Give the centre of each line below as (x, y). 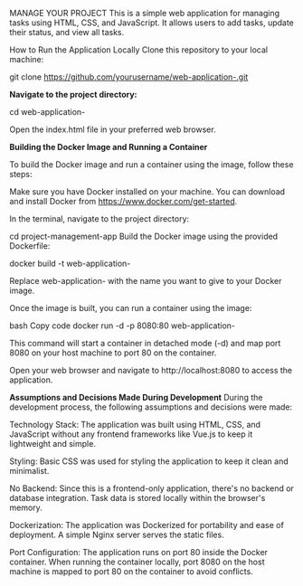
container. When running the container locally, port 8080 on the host (137, 562)
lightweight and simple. (53, 444)
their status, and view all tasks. (67, 32)
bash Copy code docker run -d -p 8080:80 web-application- (123, 326)
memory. (26, 507)
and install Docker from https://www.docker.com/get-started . (123, 201)
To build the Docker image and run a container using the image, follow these (151, 165)
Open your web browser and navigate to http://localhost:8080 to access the (151, 370)
